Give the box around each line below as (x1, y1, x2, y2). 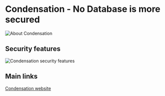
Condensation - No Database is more (5, 3, 161, 15)
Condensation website (5, 85, 51, 91)
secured (5, 14, 40, 25)
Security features (5, 45, 61, 53)
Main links (5, 72, 38, 81)
